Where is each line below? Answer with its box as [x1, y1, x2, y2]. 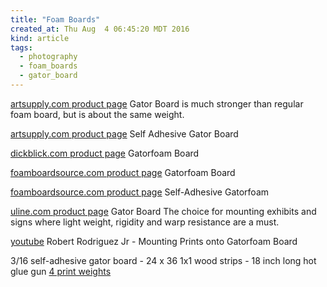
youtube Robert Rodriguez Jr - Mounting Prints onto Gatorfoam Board [10, 235, 298, 247]
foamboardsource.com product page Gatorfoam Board [10, 166, 236, 178]
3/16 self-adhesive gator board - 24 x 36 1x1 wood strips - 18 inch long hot [10, 254, 317, 266]
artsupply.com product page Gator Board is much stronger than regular [10, 97, 304, 110]
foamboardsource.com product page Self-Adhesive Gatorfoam [10, 186, 270, 198]
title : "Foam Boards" [10, 14, 101, 25]
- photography [19, 52, 78, 62]
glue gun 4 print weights [10, 265, 112, 277]
